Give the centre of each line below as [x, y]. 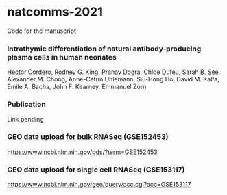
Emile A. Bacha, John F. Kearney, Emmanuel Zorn [77, 87]
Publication [26, 105]
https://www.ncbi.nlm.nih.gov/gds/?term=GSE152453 [82, 152]
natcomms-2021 [55, 12]
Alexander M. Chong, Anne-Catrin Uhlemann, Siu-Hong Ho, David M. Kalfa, [113, 79]
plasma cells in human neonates [62, 57]
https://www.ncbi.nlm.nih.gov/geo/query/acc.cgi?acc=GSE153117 [99, 185]
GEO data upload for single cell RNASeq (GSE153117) [96, 170]
